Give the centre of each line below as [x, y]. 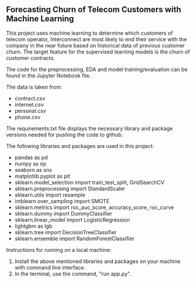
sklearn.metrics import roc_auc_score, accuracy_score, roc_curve [94, 207]
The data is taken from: [34, 87]
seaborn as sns [33, 170]
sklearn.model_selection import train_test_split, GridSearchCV [89, 182]
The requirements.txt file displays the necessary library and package [89, 128]
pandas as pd [31, 157]
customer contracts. [31, 58]
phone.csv [27, 117]
